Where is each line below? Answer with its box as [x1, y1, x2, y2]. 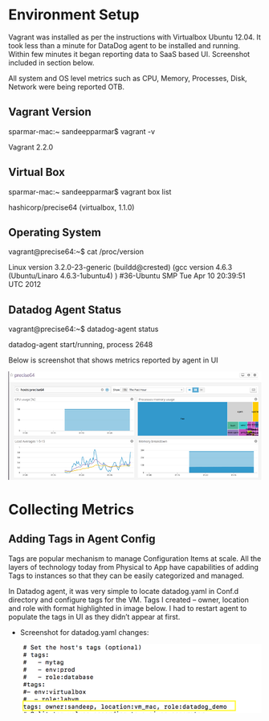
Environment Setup [8, 6, 140, 24]
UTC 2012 [8, 280, 42, 289]
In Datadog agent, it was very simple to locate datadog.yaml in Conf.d [8, 586, 239, 596]
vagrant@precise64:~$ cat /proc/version [8, 247, 145, 256]
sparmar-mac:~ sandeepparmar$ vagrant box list [8, 186, 172, 196]
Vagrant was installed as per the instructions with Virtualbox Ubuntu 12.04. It [8, 32, 261, 42]
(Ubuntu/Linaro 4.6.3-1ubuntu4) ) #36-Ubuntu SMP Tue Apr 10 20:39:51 [8, 271, 246, 281]
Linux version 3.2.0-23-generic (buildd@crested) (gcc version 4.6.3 [8, 263, 233, 272]
